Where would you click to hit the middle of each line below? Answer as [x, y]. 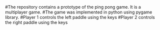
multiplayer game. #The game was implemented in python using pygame [79, 12]
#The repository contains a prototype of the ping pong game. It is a [73, 7]
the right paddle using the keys [36, 22]
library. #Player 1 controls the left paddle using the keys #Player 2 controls [80, 17]
